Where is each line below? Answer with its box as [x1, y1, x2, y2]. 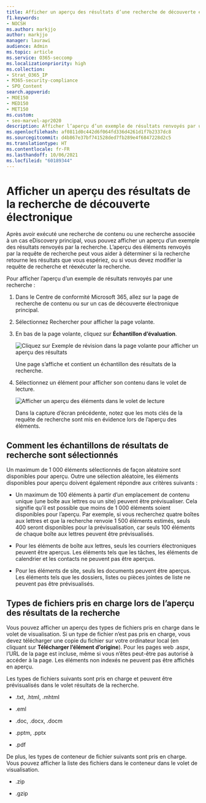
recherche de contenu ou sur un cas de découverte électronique [15, 300, 179, 307]
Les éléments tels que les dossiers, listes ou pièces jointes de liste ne [15, 574, 191, 581]
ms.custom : [6, 112, 34, 118]
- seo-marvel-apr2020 [6, 117, 62, 123]
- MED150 [6, 100, 29, 106]
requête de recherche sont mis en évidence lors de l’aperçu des [15, 416, 177, 423]
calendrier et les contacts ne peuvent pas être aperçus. [15, 555, 155, 563]
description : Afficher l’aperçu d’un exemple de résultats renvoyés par [6, 123, 196, 130]
